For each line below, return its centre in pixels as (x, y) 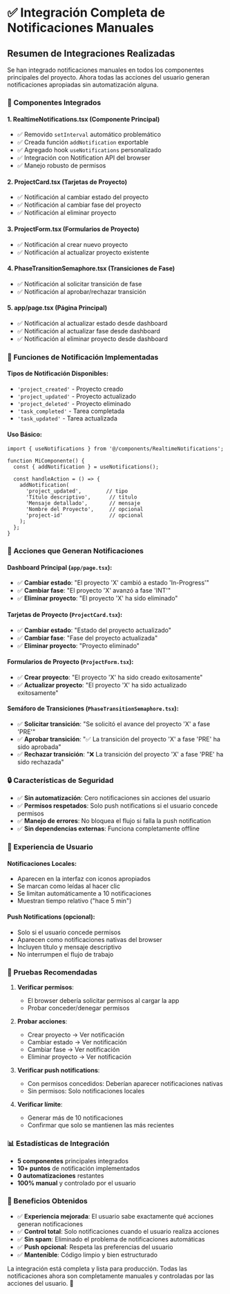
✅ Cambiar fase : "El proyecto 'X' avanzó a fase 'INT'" (94, 591)
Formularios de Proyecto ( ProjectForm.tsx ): (70, 662)
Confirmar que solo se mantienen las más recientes (101, 1125)
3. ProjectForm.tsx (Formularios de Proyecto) (73, 229)
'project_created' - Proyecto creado (70, 389)
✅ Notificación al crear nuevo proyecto (73, 244)
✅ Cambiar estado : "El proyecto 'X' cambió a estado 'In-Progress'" (113, 583)
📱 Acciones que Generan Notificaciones (75, 551)
